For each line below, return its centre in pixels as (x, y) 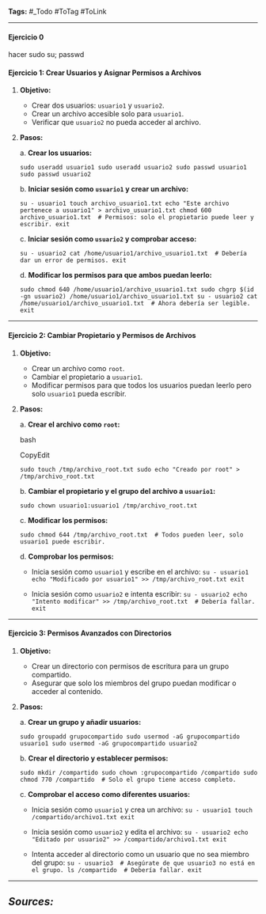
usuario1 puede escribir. (62, 541)
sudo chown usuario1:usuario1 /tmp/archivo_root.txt (108, 506)
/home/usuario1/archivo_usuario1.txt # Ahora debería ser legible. (135, 304)
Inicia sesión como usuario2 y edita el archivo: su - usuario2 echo (140, 832)
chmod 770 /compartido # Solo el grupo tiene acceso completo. (128, 779)
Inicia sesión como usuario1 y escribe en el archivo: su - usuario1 (140, 571)
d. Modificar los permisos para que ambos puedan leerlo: (116, 275)
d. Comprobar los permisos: (66, 556)
